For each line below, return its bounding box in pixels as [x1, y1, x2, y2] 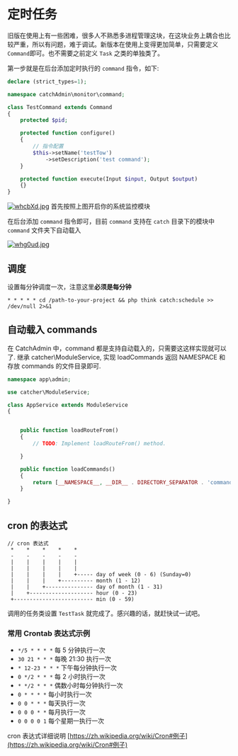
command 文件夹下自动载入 [7, 226, 81, 234]
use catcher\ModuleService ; [7, 389, 91, 396]
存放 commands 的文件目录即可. [7, 362, 101, 370]
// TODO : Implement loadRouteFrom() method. [33, 440, 166, 447]
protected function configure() [20, 130, 115, 137]
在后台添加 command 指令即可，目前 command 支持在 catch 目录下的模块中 [7, 217, 215, 226]
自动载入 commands [7, 323, 98, 336]
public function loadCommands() [20, 465, 115, 473]
